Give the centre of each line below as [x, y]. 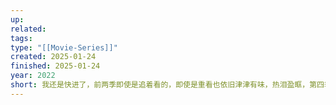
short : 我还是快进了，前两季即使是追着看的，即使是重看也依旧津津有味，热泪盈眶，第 [164, 85]
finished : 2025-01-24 [55, 66]
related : [28, 29]
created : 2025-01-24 [53, 57]
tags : [21, 38]
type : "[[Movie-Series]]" [64, 47]
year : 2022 [33, 76]
